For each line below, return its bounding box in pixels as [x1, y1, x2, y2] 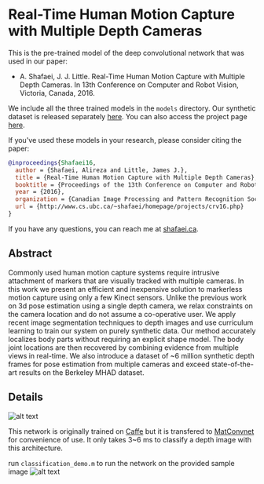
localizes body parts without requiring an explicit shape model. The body [8, 334, 244, 344]
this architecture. [8, 443, 63, 453]
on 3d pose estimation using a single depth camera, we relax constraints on [8, 300, 254, 311]
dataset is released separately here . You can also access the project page [8, 111, 247, 121]
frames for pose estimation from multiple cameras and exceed [8, 359, 210, 369]
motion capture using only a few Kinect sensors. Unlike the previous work [8, 293, 247, 302]
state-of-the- [211, 359, 254, 369]
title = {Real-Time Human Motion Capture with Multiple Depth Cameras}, [15, 173, 258, 181]
